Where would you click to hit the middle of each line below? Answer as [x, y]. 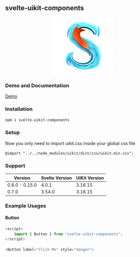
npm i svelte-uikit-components [37, 120]
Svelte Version [57, 178]
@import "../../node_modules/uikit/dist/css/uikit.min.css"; [70, 153]
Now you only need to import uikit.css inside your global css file [70, 143]
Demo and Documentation [37, 85]
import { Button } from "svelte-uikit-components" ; [68, 234]
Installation [19, 109]
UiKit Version [90, 178]
